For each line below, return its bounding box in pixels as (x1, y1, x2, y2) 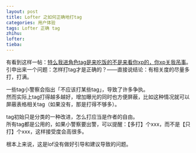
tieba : (6, 42, 22, 48)
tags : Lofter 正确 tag (6, 25, 60, 31)
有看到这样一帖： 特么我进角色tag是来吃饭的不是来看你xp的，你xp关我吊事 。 (6, 58, 192, 66)
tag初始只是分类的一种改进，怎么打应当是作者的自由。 (6, 113, 139, 120)
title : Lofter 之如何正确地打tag (6, 14, 82, 20)
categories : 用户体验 (6, 19, 56, 25)
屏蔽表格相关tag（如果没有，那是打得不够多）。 (6, 100, 120, 108)
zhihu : (6, 31, 22, 37)
